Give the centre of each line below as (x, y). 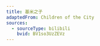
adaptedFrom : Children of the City (50, 17)
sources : (17, 23)
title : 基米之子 (24, 12)
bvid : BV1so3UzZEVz (41, 34)
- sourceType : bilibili (41, 28)
